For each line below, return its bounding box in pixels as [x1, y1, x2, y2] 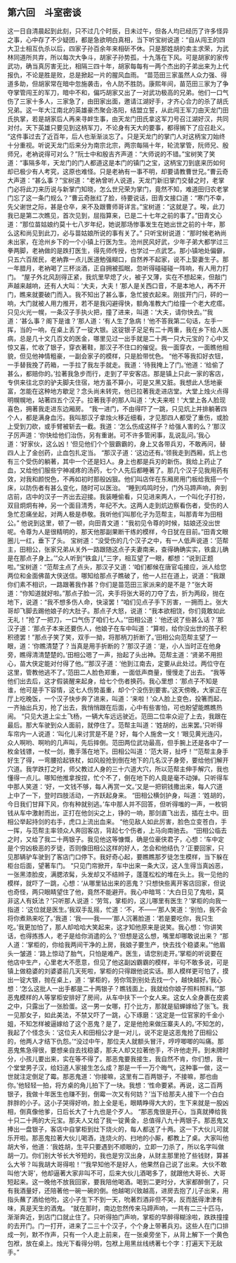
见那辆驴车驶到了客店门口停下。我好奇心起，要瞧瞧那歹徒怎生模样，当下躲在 [7, 853, 229, 861]
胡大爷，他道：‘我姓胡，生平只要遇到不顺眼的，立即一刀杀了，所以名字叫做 [7, 1142, 225, 1151]
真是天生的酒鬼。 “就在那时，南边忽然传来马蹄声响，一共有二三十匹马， [19, 1204, 228, 1212]
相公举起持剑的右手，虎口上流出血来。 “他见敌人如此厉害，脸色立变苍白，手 [7, 817, 228, 826]
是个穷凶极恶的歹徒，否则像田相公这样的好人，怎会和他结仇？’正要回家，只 [7, 843, 225, 852]
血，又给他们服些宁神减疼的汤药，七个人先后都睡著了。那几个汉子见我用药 [7, 466, 223, 474]
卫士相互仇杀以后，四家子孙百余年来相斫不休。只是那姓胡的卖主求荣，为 [13, 44, 223, 53]
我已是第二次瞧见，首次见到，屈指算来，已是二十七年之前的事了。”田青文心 [7, 211, 223, 219]
